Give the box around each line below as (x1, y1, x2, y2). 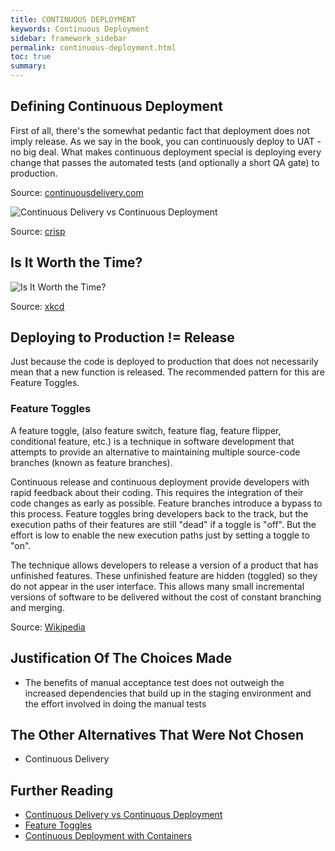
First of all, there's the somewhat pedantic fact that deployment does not (10, 124, 311, 136)
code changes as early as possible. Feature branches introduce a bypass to (10, 497, 323, 509)
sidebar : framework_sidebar (10, 33, 128, 43)
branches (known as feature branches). (10, 456, 173, 468)
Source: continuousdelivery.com (10, 186, 144, 198)
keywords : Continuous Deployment (10, 24, 150, 34)
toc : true (10, 52, 52, 62)
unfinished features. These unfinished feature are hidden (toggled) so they (10, 569, 318, 581)
